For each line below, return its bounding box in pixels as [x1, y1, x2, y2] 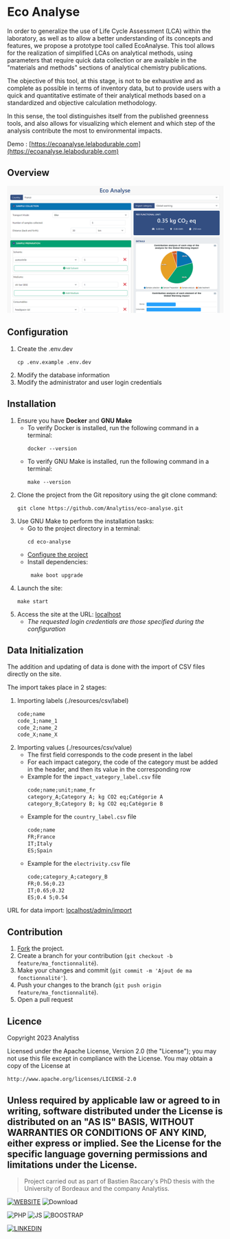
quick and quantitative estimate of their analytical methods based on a [7, 91, 206, 100]
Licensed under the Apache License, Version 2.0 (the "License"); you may [7, 1047, 217, 1056]
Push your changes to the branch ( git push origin [16, 981, 162, 990]
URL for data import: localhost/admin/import [7, 906, 133, 915]
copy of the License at [7, 1062, 71, 1070]
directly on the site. [7, 670, 62, 678]
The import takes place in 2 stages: [7, 683, 107, 691]
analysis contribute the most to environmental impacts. [7, 126, 163, 135]
